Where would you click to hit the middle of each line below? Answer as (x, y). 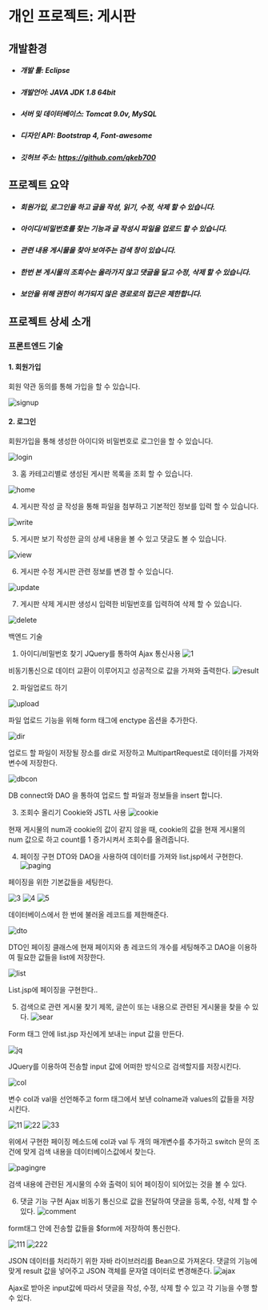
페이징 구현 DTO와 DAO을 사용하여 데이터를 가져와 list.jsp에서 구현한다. (132, 856)
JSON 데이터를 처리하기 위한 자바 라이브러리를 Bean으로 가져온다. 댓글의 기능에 (133, 1260)
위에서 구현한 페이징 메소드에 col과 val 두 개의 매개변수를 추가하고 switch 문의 (130, 1141)
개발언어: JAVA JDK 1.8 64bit (68, 92)
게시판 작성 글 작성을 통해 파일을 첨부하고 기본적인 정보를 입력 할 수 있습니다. (139, 506)
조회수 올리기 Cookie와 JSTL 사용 (73, 812)
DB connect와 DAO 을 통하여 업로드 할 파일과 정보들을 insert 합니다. (115, 795)
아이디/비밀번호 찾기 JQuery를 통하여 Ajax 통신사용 (100, 653)
